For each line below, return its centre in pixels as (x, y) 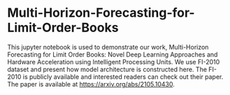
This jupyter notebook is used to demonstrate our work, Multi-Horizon (108, 47)
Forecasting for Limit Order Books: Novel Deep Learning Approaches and (113, 54)
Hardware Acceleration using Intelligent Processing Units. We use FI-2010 (114, 61)
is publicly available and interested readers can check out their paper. (123, 76)
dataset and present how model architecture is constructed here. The (107, 69)
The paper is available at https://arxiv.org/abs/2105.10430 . (91, 84)
